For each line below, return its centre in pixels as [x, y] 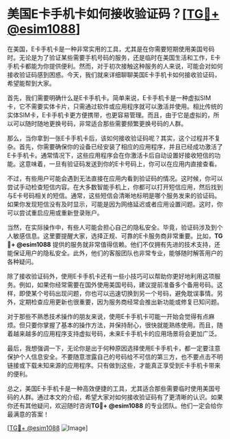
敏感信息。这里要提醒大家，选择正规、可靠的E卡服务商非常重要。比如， [114, 236]
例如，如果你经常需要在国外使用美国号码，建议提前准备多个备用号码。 [118, 285]
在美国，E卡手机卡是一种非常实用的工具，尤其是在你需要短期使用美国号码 [111, 49]
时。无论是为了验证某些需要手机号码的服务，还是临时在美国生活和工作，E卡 [114, 57]
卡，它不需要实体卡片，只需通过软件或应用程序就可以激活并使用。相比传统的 [115, 106]
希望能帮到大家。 [31, 83]
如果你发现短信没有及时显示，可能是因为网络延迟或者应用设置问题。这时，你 [115, 204]
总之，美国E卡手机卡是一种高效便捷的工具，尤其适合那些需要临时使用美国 [111, 388]
